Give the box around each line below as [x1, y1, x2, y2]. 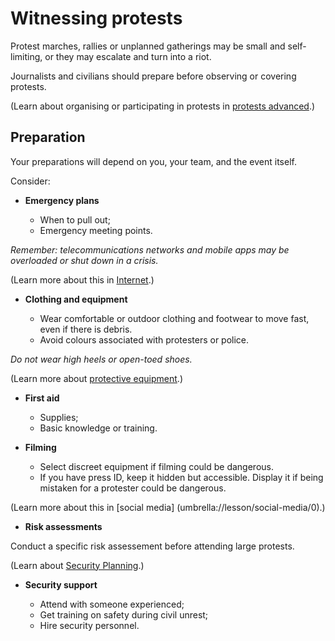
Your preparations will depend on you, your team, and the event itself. [10, 155, 297, 167]
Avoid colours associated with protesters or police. [39, 333, 250, 346]
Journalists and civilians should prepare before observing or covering [10, 70, 297, 82]
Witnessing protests [10, 7, 183, 30]
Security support [24, 578, 98, 591]
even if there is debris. [39, 323, 133, 335]
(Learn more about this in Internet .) [10, 273, 155, 286]
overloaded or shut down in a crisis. [10, 254, 159, 266]
